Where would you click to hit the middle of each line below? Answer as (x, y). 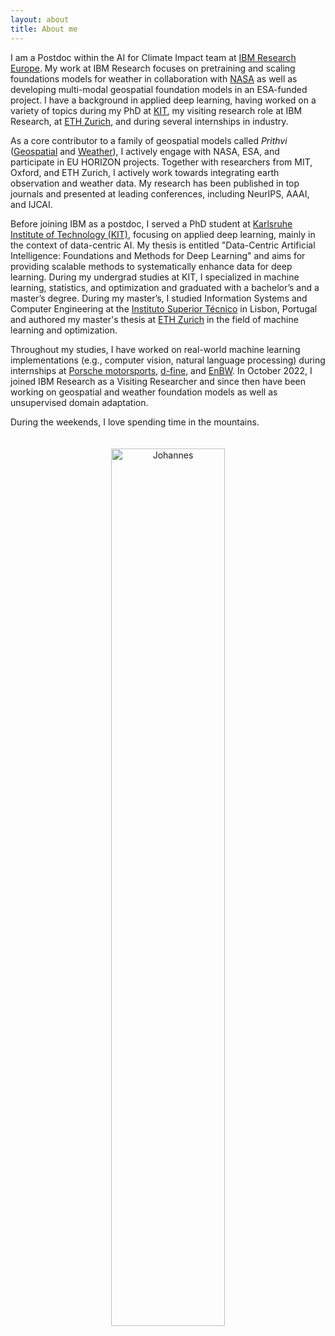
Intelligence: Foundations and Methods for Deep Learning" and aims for (158, 255)
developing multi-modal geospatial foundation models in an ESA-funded (159, 89)
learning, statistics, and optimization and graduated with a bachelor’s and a (165, 287)
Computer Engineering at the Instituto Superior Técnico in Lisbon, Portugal (164, 308)
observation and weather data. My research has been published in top (155, 183)
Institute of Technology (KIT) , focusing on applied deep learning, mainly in (163, 234)
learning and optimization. (64, 330)
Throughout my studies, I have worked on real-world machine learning (155, 349)
